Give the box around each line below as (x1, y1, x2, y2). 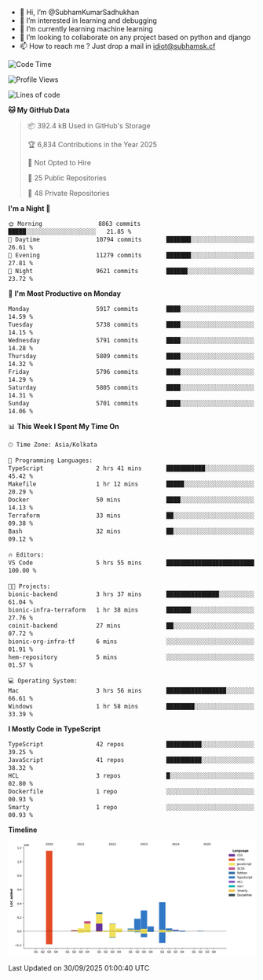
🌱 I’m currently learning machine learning (19, 24, 153, 33)
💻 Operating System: (8, 677, 79, 685)
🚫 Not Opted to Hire (27, 158, 92, 167)
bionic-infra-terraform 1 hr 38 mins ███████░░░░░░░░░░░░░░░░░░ (8, 606, 255, 614)
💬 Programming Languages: (8, 457, 93, 464)
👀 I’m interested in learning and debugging (19, 16, 157, 25)
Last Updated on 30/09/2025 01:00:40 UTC (8, 963, 150, 972)
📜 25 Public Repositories (27, 173, 108, 183)
